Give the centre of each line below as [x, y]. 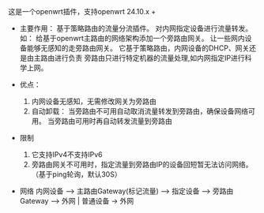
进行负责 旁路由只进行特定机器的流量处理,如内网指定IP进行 [149, 58]
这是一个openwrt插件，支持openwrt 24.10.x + [82, 11]
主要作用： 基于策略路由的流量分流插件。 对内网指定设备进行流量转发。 [136, 28]
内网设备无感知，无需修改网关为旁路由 [94, 101]
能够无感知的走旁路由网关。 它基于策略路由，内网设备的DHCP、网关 [138, 48]
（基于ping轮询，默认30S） [76, 174]
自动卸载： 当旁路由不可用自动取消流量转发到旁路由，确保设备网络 [140, 111]
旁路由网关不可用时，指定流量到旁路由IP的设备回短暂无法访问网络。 [142, 164]
